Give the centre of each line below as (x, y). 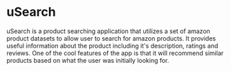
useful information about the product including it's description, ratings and (112, 45)
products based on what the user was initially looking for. (88, 60)
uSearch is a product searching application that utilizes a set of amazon (108, 31)
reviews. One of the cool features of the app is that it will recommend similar (115, 53)
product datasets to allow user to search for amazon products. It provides (111, 38)
